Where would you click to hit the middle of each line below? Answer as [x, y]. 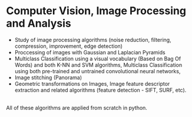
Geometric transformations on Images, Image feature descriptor [92, 83]
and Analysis [39, 23]
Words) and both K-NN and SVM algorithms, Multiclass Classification [98, 65]
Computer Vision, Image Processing [96, 11]
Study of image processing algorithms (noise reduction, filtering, [93, 40]
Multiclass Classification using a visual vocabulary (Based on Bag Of [98, 58]
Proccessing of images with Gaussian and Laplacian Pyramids [90, 52]
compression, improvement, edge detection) [68, 46]
